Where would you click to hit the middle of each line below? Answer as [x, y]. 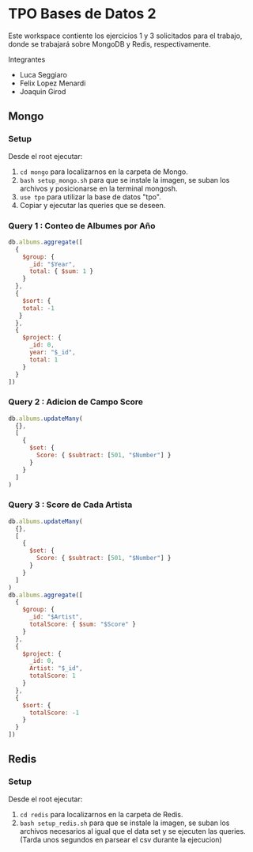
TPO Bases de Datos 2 [82, 14]
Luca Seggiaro [43, 74]
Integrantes [27, 59]
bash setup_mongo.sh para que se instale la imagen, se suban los [125, 180]
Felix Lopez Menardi [53, 83]
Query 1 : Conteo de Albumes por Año [82, 225]
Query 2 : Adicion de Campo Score [76, 402]
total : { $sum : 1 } [61, 271]
